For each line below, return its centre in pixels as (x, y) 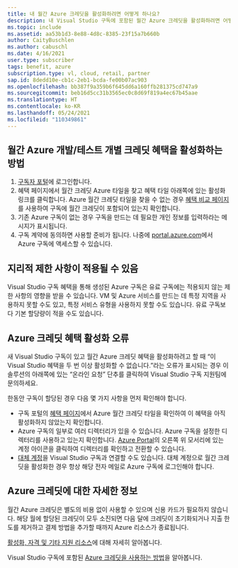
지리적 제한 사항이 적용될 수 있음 (73, 268)
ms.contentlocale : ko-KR (44, 106)
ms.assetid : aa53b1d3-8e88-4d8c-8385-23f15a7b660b (84, 34)
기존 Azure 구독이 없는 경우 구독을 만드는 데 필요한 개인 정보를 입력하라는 (119, 217)
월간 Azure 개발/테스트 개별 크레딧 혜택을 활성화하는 (115, 150)
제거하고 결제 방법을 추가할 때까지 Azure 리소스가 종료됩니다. (104, 527)
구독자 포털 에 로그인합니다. (55, 182)
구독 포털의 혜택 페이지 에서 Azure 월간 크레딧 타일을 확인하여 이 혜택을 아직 (121, 413)
